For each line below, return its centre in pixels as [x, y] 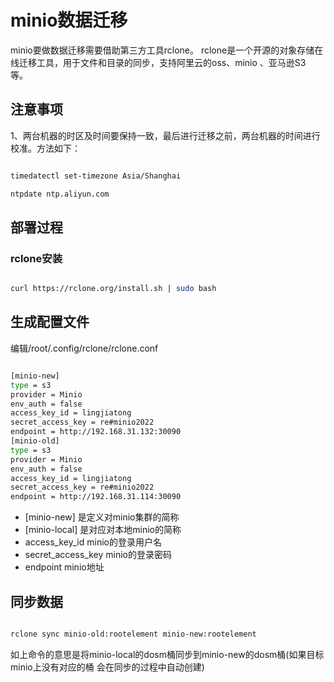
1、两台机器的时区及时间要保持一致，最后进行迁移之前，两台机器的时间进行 [165, 135]
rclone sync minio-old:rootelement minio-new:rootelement [133, 634]
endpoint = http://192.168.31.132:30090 [96, 432]
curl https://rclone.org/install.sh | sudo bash [113, 289]
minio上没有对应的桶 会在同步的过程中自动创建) [107, 667]
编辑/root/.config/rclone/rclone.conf [84, 348]
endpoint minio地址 [64, 567]
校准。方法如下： [45, 148]
